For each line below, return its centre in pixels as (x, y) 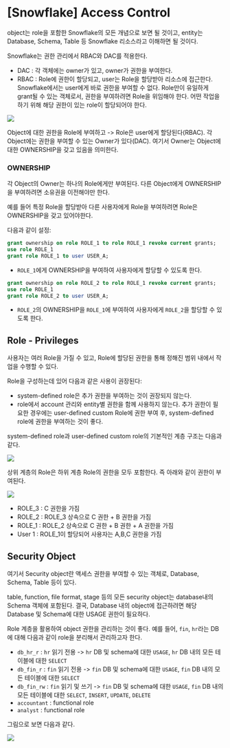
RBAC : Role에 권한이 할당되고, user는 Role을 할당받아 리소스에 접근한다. (115, 79)
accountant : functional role (55, 703)
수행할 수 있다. (39, 367)
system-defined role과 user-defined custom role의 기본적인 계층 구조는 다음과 (115, 436)
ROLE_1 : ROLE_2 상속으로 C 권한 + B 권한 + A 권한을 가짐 (95, 526)
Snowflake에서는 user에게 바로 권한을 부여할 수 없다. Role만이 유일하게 (113, 87)
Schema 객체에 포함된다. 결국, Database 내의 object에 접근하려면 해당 (102, 606)
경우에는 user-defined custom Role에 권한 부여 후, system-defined (122, 413)
